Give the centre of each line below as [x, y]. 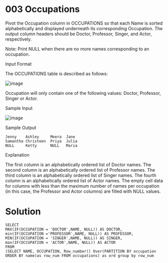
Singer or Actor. [22, 98]
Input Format [18, 64]
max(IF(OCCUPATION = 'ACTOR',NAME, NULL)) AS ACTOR [60, 242]
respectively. [18, 39]
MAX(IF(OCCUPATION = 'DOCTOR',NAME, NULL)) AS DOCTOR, [64, 229]
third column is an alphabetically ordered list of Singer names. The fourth [81, 175]
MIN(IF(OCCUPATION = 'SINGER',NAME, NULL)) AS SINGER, [64, 238]
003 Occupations [43, 9]
